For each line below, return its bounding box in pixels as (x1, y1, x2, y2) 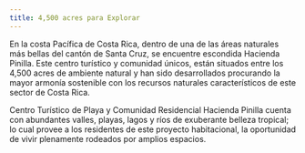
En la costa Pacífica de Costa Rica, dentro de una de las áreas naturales (9, 38, 280, 49)
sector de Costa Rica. (9, 87, 91, 97)
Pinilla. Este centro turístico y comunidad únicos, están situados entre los (9, 57, 284, 68)
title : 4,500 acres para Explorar (9, 13, 141, 23)
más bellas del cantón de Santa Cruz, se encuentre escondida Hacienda (9, 47, 280, 59)
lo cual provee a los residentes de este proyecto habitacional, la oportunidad (9, 124, 297, 135)
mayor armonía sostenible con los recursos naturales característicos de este (9, 76, 297, 87)
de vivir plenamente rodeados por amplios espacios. (9, 133, 207, 144)
